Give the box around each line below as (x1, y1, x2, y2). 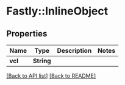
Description (57, 47, 92, 55)
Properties (6, 29, 48, 39)
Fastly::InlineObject (6, 4, 109, 18)
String (32, 56, 51, 65)
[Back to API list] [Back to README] (6, 72, 96, 80)
